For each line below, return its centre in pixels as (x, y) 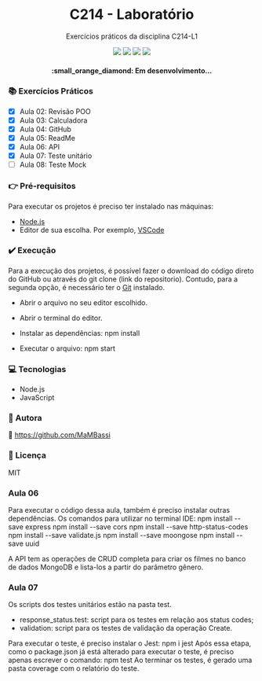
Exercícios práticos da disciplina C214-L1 (132, 36)
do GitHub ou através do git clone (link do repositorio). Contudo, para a (123, 279)
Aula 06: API (40, 147)
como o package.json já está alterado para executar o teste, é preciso (121, 652)
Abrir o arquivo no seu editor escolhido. (83, 302)
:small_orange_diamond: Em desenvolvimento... (132, 70)
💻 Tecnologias (37, 369)
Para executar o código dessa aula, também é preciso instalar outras (119, 510)
